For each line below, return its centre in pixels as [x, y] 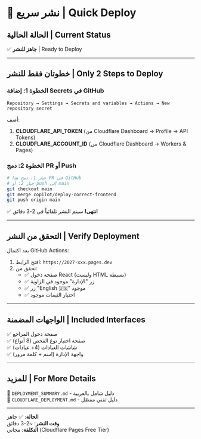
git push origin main [34, 200]
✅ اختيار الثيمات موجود [50, 295]
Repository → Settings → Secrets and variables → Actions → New [88, 103]
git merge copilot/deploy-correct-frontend [62, 194]
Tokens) [25, 137]
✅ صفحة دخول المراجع [32, 333]
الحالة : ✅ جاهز [23, 416]
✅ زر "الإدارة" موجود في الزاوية [59, 282]
